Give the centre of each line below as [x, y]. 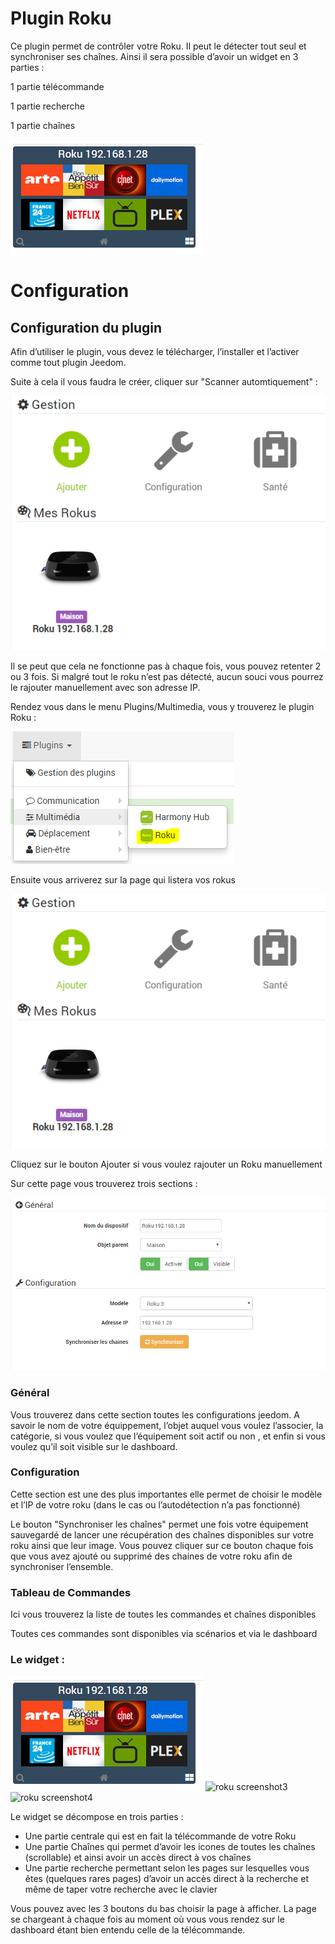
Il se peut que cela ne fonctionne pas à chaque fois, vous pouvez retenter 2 [166, 666]
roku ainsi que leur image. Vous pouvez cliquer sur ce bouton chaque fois [162, 1545]
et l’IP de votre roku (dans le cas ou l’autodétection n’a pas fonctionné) [155, 1504]
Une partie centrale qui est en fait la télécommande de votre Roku [160, 1836]
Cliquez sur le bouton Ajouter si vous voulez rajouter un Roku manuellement [166, 1164]
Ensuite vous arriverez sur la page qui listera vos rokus [123, 880]
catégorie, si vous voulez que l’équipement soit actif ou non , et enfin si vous [168, 1436]
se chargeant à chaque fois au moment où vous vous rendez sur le [147, 1919]
